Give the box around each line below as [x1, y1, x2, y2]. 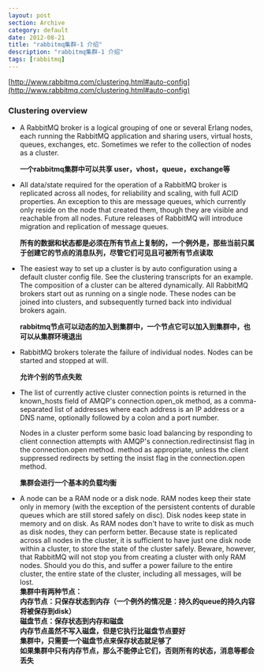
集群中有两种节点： [19, 587, 83, 596]
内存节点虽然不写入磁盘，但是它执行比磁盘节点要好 [19, 626, 186, 636]
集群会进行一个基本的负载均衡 [19, 478, 117, 488]
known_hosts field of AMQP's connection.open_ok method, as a [19, 396, 228, 406]
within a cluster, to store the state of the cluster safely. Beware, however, [19, 544, 256, 554]
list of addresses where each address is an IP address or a [54, 405, 244, 414]
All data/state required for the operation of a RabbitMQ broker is [19, 180, 227, 190]
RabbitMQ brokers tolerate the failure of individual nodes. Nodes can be [19, 347, 254, 357]
